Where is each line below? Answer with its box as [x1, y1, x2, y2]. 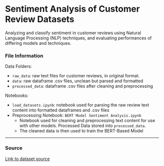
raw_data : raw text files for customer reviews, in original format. [12, 73, 140, 79]
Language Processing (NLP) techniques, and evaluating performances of [5, 35, 152, 41]
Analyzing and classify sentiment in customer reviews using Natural [5, 30, 142, 36]
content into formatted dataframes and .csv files [12, 107, 110, 113]
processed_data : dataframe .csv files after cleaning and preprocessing [12, 83, 153, 89]
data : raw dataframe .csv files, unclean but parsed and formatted [12, 78, 143, 84]
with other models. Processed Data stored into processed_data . [19, 123, 146, 129]
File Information [5, 52, 43, 59]
